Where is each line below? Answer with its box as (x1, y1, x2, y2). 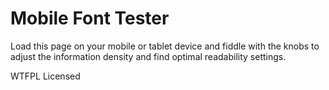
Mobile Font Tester (10, 7, 170, 30)
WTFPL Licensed (10, 70, 81, 82)
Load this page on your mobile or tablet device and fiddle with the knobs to (10, 40, 320, 52)
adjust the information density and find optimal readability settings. (10, 50, 287, 62)
